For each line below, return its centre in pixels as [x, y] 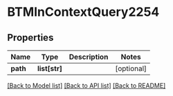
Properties [30, 38]
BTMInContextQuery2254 [83, 12]
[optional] [131, 68]
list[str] [49, 68]
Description [89, 57]
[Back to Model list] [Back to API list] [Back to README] [86, 86]
